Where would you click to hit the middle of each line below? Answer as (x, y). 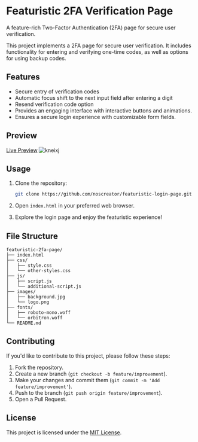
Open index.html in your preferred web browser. (75, 206)
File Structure (32, 236)
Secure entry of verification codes (57, 92)
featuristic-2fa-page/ (34, 250)
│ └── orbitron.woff (34, 318)
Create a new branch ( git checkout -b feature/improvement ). (91, 374)
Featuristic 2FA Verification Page (90, 11)
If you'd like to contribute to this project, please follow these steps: (88, 356)
